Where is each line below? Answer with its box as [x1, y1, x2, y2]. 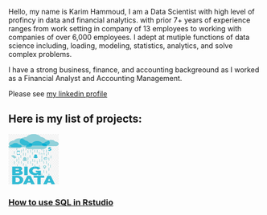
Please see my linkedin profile [8, 89, 108, 99]
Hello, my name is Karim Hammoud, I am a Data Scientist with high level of [8, 7, 255, 16]
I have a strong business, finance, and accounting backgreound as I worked [8, 65, 260, 75]
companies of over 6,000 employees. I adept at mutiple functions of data [8, 32, 250, 42]
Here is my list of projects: [8, 112, 142, 126]
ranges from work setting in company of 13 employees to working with [8, 24, 242, 33]
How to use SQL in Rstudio [8, 197, 114, 208]
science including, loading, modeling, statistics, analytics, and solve [8, 41, 233, 51]
